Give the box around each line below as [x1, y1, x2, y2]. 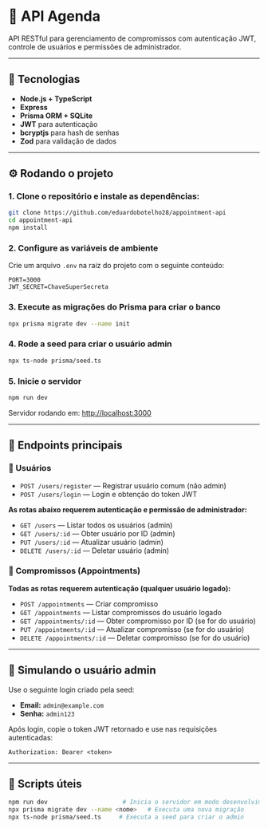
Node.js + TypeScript [19, 93, 93, 103]
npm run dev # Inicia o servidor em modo [8, 798, 219, 807]
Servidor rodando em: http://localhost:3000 [8, 408, 152, 417]
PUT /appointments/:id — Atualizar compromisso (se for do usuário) [19, 624, 245, 634]
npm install [8, 223, 48, 232]
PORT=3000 [8, 276, 41, 284]
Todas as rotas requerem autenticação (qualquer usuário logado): [8, 583, 231, 593]
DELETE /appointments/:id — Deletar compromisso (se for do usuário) [19, 633, 250, 642]
